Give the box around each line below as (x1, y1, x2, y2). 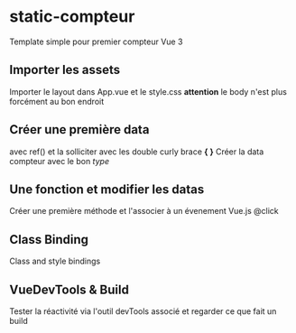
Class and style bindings (9, 255, 101, 267)
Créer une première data (9, 122, 150, 137)
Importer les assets (9, 62, 121, 78)
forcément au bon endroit (9, 96, 105, 106)
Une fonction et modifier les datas (9, 181, 205, 197)
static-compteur (9, 6, 135, 27)
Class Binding (9, 232, 88, 247)
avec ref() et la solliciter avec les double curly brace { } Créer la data (9, 146, 264, 157)
